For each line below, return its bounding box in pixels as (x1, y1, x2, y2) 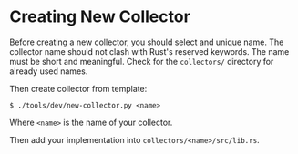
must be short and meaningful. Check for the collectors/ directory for (9, 56, 274, 67)
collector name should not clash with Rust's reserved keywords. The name (9, 46, 290, 56)
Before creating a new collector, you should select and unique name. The (9, 36, 284, 47)
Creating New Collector (9, 6, 191, 27)
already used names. (9, 66, 88, 77)
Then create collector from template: (9, 83, 148, 94)
